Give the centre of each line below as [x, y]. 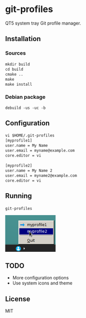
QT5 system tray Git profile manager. [43, 23]
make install [19, 84]
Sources [15, 53]
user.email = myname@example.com [40, 150]
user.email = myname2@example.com [41, 176]
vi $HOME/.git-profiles [30, 135]
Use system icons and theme [42, 283]
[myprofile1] [19, 140]
